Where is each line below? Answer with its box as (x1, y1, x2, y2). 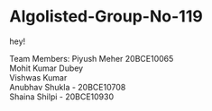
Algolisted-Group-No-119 (9, 6, 203, 27)
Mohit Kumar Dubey (9, 63, 84, 73)
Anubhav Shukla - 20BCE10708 (9, 81, 126, 92)
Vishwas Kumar (9, 72, 68, 82)
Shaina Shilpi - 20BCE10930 (9, 91, 115, 102)
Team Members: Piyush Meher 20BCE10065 (9, 53, 174, 64)
